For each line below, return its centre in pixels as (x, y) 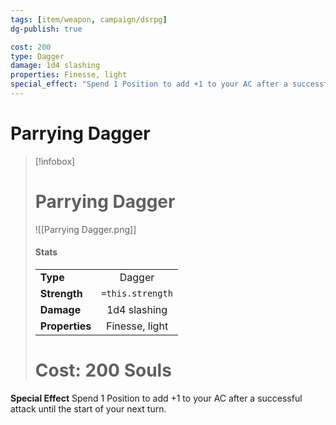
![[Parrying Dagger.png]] (85, 229)
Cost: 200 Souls (103, 370)
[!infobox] (55, 161)
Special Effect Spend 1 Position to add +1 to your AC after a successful (156, 398)
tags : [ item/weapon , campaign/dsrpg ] (89, 19)
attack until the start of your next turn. (88, 408)
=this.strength (137, 293)
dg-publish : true (46, 29)
